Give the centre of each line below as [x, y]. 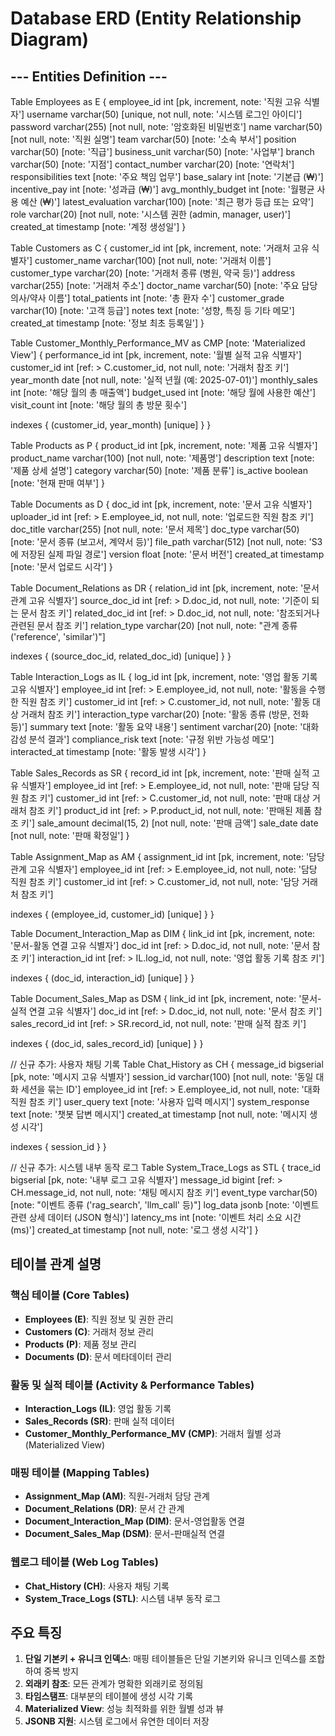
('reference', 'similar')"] [58, 636]
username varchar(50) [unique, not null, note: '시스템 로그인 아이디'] [164, 114]
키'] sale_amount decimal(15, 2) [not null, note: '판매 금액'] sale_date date [169, 823]
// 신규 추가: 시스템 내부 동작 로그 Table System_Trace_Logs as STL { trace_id [165, 1167]
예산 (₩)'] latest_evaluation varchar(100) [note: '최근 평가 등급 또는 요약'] [167, 201]
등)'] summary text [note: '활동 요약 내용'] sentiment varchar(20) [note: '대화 [165, 726]
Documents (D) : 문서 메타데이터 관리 [98, 1356]
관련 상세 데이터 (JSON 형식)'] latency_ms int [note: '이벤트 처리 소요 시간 [156, 1217]
